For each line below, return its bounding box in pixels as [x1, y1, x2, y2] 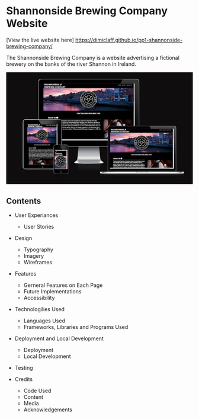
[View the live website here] [6, 36, 74, 43]
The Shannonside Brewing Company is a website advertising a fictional [6, 54, 179, 61]
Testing [14, 364, 34, 371]
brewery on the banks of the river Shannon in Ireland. [6, 60, 136, 68]
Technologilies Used [14, 305, 65, 312]
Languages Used [23, 317, 65, 324]
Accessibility [23, 294, 55, 301]
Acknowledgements [23, 406, 73, 413]
